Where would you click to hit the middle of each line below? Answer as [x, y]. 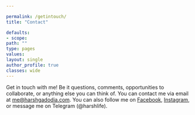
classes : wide [23, 71]
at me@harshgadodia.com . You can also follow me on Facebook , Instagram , [98, 99]
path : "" [17, 43]
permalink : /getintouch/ [36, 16]
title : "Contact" [27, 22]
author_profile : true [32, 65]
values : [16, 54]
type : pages [20, 49]
